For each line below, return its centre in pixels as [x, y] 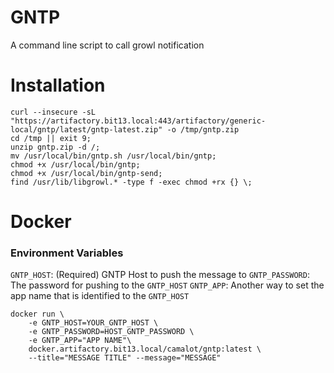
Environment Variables [67, 253]
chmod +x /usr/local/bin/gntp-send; [86, 173]
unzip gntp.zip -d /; [55, 147]
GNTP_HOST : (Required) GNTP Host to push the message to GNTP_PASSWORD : [160, 275]
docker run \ [37, 314]
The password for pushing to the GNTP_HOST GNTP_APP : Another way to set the [167, 285]
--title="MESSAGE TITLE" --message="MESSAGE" [125, 358]
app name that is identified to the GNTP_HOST [100, 296]
